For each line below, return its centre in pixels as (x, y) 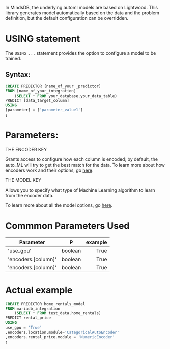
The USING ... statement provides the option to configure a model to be (81, 53)
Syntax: (18, 74)
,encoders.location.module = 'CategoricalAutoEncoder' (62, 332)
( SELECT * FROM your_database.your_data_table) (66, 96)
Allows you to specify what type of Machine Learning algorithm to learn (80, 190)
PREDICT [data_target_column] (37, 101)
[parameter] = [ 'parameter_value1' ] (44, 110)
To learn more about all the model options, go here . (59, 205)
